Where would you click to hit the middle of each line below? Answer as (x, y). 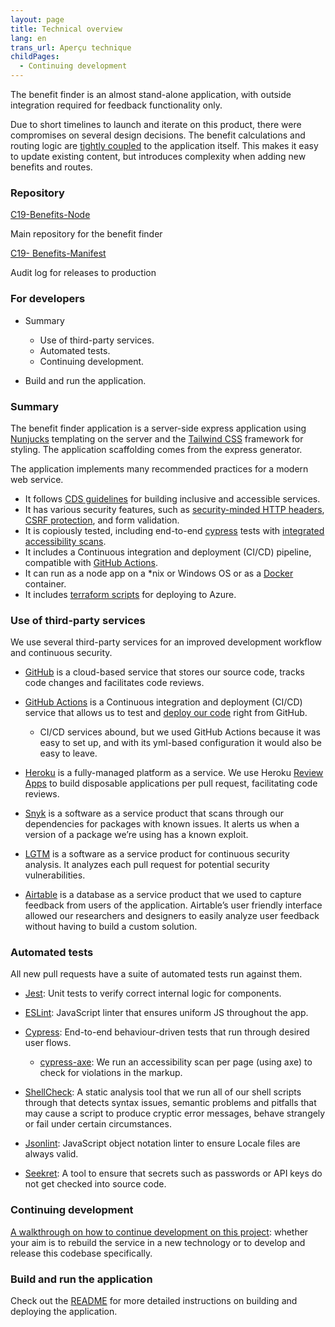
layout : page (37, 19)
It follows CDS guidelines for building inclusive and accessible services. (172, 498)
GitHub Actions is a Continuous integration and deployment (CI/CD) (163, 702)
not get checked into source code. (95, 1184)
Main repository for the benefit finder (86, 234)
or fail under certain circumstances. (98, 1124)
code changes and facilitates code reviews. (114, 683)
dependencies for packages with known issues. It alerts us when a (162, 824)
